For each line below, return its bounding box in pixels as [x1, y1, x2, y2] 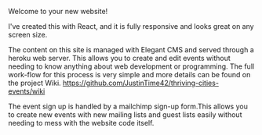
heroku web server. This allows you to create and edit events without [8, 54, 231, 62]
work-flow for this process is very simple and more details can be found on [8, 70, 251, 79]
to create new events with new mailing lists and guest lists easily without [8, 110, 242, 119]
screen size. [8, 30, 48, 39]
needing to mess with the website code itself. [8, 119, 155, 127]
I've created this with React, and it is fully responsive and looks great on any [8, 22, 254, 30]
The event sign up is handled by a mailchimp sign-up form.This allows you [8, 101, 249, 111]
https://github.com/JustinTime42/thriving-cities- [62, 78, 220, 87]
